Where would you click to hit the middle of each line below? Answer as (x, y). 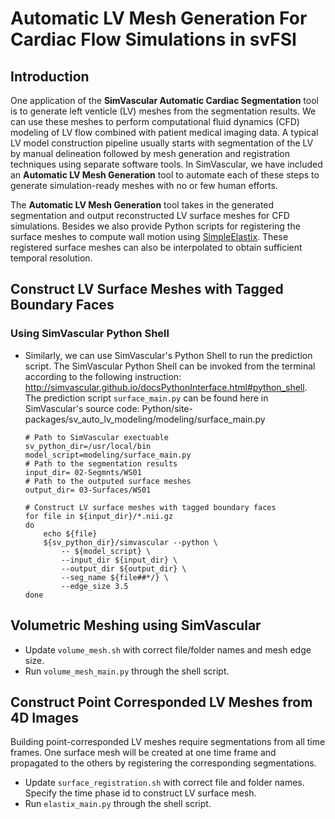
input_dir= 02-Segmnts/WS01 (83, 472)
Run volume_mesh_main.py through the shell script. (127, 671)
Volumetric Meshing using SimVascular (136, 625)
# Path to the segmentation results (101, 463)
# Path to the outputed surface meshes (108, 481)
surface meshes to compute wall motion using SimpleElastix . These (149, 236)
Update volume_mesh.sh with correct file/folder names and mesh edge (168, 649)
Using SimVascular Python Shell (90, 334)
